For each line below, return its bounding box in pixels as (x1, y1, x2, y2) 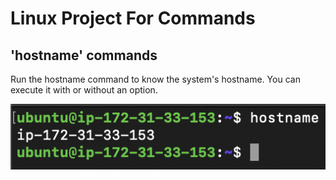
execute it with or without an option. (10, 84, 158, 96)
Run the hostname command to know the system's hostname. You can (10, 73, 301, 85)
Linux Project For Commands (10, 7, 256, 30)
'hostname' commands (10, 47, 158, 64)
